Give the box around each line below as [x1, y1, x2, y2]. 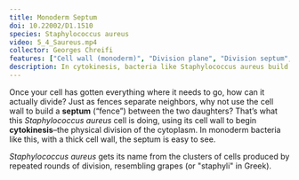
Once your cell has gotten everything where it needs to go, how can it [9, 86, 265, 98]
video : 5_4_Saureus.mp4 [9, 37, 98, 47]
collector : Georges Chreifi [9, 46, 114, 55]
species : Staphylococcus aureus [9, 29, 129, 38]
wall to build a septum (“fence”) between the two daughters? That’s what [9, 106, 279, 116]
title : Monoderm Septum [9, 12, 98, 22]
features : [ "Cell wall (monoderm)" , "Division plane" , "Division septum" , [9, 54, 293, 63]
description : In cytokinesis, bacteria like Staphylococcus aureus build [9, 63, 289, 72]
